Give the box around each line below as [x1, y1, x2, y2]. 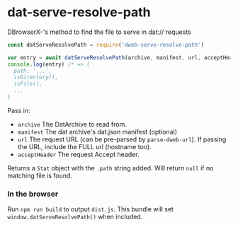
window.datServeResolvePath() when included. [7, 213, 143, 221]
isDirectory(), [13, 74, 59, 81]
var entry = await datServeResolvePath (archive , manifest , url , [7, 54, 201, 61]
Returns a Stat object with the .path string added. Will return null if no [7, 163, 214, 172]
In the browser [7, 189, 59, 199]
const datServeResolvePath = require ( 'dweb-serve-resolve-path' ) [7, 41, 204, 48]
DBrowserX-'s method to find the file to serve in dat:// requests [7, 28, 191, 36]
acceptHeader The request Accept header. [17, 150, 140, 158]
